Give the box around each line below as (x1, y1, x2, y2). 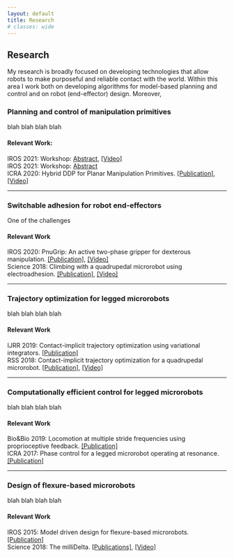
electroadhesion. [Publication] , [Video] (7, 270, 118, 279)
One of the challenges (7, 216, 71, 224)
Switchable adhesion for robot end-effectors (7, 200, 162, 210)
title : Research (7, 17, 54, 24)
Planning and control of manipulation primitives (7, 107, 172, 117)
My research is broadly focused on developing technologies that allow (7, 68, 209, 76)
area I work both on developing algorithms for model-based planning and (7, 82, 217, 91)
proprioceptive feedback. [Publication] (7, 442, 118, 450)
